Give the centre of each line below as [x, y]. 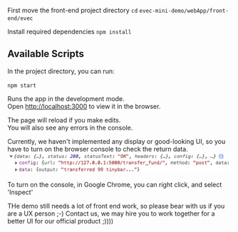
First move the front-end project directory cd [73, 10]
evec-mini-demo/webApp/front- [184, 11]
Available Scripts [46, 54]
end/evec [20, 19]
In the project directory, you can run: [61, 71]
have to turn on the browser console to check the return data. [98, 149]
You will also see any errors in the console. [70, 127]
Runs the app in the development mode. [66, 98]
